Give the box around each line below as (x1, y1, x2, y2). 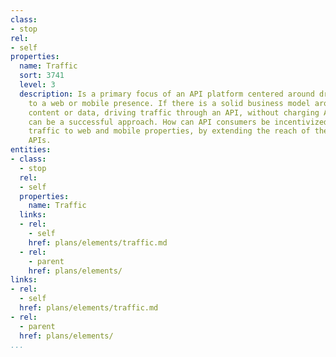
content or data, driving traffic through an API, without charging (28, 107, 320, 118)
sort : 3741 (19, 71, 65, 81)
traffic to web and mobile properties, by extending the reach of (28, 126, 311, 136)
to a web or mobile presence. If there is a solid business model (28, 98, 311, 108)
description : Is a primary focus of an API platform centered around (19, 89, 315, 99)
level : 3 (19, 80, 56, 90)
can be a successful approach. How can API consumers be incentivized (28, 117, 329, 127)
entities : (10, 145, 52, 155)
